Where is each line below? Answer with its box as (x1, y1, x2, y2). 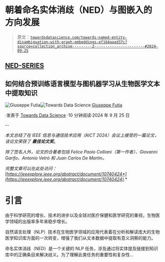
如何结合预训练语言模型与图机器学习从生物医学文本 (5, 79, 160, 88)
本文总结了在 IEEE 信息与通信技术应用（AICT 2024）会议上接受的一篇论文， (5, 132, 159, 138)
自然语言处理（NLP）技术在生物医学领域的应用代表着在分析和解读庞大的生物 (5, 229, 160, 235)
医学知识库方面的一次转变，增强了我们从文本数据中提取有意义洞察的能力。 (5, 235, 156, 241)
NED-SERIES (5, 62, 44, 70)
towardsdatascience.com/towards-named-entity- (30, 35, 127, 40)
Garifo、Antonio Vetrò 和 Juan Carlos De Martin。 (5, 155, 107, 161)
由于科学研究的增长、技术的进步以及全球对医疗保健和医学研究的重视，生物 (5, 212, 156, 218)
